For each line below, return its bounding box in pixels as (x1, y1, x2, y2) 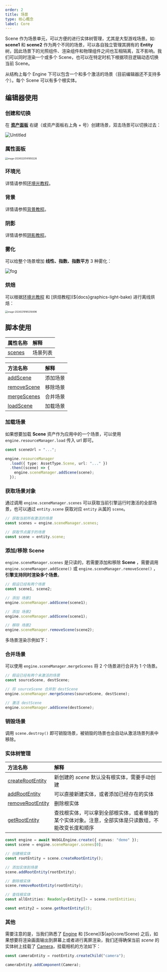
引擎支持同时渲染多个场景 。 (5, 572, 62, 578)
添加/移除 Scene (5, 547, 45, 554)
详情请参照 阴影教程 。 (5, 232, 49, 238)
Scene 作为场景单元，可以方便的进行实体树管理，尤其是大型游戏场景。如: (5, 35, 156, 41)
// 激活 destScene (5, 700, 42, 705)
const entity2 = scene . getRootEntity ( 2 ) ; (5, 906, 92, 911)
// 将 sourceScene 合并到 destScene (5, 687, 78, 692)
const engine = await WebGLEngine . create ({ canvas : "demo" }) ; (5, 838, 139, 843)
